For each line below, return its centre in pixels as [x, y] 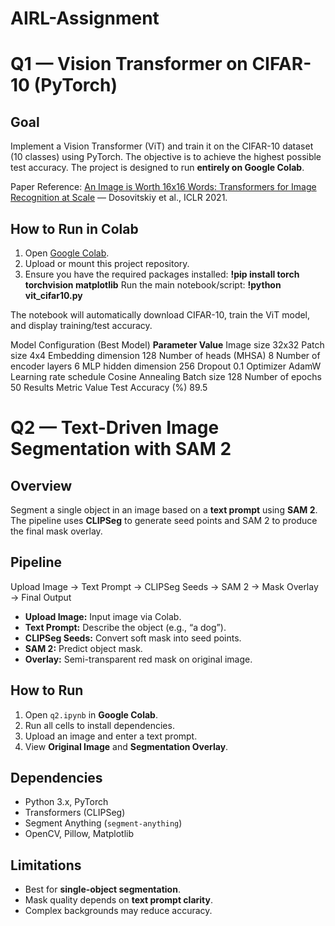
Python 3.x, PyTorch [66, 802]
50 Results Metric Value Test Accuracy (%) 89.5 [109, 387]
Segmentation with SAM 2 [121, 449]
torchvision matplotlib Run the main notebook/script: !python [153, 285]
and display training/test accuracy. [81, 325]
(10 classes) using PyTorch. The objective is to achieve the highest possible [166, 157]
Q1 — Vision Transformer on [129, 64]
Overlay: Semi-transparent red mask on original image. [138, 659]
